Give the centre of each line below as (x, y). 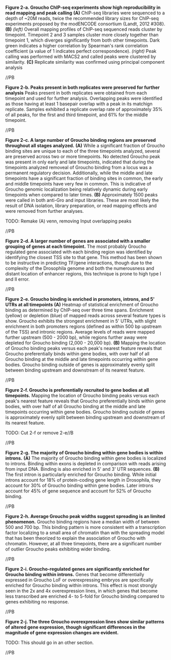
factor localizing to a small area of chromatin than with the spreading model (85, 533)
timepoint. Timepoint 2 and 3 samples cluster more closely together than (82, 35)
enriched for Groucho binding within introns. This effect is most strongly (81, 585)
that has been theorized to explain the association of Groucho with (76, 538)
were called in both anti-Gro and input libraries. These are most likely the (82, 200)
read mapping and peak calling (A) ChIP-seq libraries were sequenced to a (85, 13)
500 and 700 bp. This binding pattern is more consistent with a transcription (86, 527)
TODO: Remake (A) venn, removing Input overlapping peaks (68, 221)
